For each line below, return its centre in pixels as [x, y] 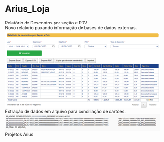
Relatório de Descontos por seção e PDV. [47, 23]
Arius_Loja [27, 9]
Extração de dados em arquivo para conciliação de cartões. [66, 111]
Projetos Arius [19, 134]
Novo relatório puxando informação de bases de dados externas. [71, 27]
